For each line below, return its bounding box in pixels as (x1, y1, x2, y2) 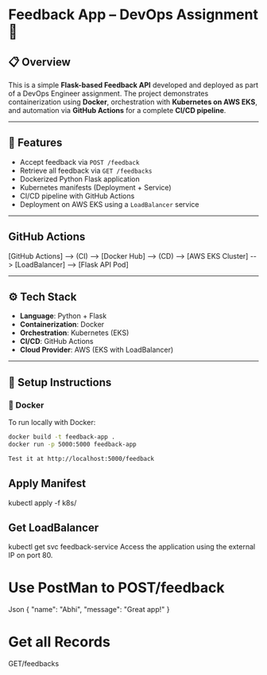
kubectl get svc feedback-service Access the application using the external (8, 542, 256, 552)
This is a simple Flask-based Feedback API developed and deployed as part (8, 80, 259, 89)
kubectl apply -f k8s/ (8, 497, 77, 507)
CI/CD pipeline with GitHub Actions (19, 191, 135, 201)
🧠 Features (8, 136, 63, 150)
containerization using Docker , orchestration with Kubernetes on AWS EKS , (8, 97, 258, 107)
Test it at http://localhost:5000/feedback (8, 455, 155, 462)
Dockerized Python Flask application (19, 174, 141, 184)
